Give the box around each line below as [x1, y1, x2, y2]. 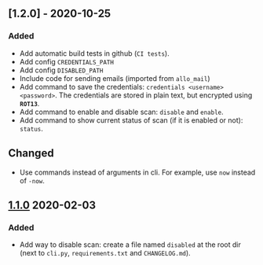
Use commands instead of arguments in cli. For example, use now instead [19, 167, 256, 177]
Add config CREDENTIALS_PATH [19, 57, 114, 66]
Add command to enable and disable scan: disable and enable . [19, 107, 224, 116]
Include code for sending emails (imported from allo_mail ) [19, 73, 210, 83]
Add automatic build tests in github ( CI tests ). [19, 48, 170, 58]
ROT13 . [19, 98, 40, 108]
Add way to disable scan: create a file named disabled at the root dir [19, 240, 241, 249]
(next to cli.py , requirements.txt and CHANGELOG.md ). [19, 248, 191, 258]
